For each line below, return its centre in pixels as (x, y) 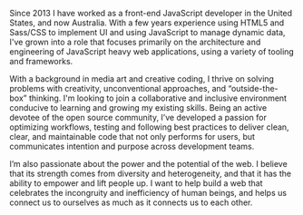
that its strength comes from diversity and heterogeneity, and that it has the (151, 173)
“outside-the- (253, 88)
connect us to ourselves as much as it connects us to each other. (131, 202)
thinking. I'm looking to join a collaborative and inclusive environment (158, 98)
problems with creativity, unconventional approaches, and (118, 88)
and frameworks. (41, 61)
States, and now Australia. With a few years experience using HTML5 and (147, 23)
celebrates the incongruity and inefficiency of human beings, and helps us (148, 193)
